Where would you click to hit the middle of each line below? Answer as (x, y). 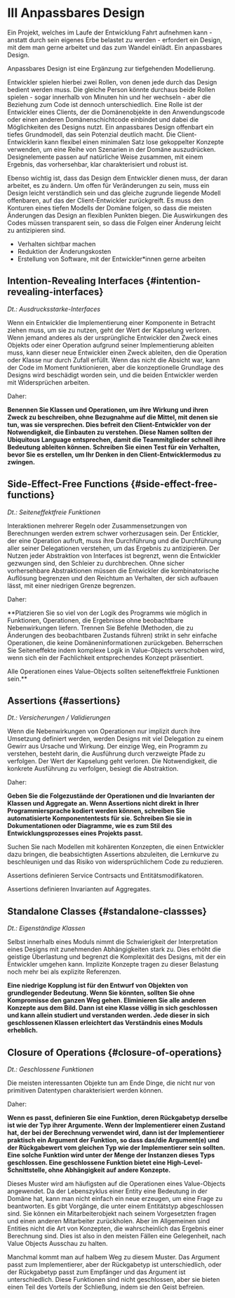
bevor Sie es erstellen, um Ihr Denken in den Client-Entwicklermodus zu (114, 454)
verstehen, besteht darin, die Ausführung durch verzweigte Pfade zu (106, 753)
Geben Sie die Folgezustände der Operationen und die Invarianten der (111, 796)
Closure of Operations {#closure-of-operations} (115, 1052)
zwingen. (21, 462)
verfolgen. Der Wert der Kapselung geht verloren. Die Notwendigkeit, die (112, 761)
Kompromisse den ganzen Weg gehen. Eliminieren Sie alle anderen (107, 1000)
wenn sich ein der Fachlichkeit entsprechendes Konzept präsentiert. (106, 657)
